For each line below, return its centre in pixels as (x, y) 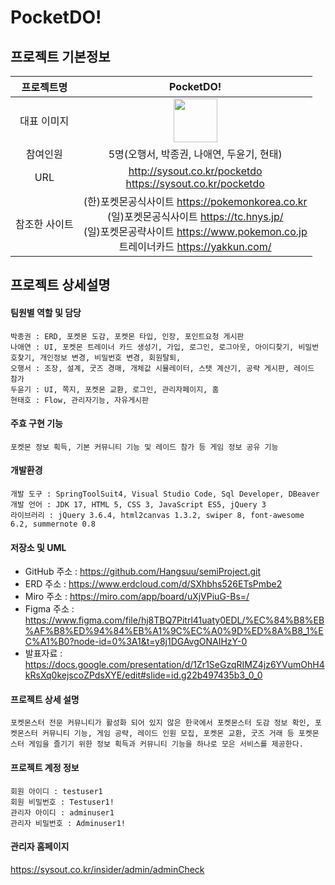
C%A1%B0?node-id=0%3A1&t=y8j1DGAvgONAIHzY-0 (136, 642)
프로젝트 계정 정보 (45, 767)
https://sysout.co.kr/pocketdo (195, 183)
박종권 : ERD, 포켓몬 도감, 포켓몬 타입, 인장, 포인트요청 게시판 (127, 336)
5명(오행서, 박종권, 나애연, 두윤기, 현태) (195, 154)
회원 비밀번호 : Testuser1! (62, 802)
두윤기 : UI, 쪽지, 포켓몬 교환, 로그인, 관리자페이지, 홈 (115, 389)
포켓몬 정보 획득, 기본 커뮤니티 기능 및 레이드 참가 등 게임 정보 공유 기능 (144, 447)
